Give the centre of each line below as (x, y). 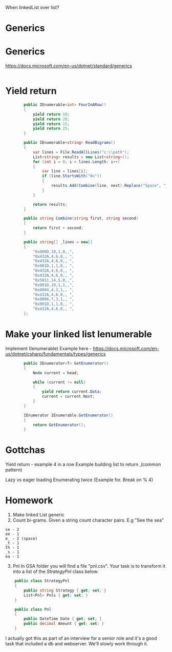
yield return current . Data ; (72, 392)
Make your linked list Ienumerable (79, 334)
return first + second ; (58, 228)
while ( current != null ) (59, 382)
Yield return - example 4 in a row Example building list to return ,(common (83, 465)
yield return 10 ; (51, 114)
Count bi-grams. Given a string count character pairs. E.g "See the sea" (88, 520)
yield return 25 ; (51, 129)
